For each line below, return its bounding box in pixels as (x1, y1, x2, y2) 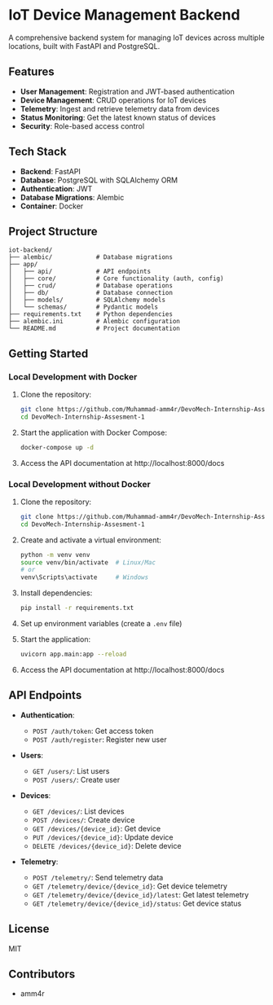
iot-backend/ (8, 246, 53, 254)
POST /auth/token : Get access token (32, 726, 154, 735)
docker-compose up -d (20, 443, 94, 451)
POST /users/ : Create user (32, 775, 121, 784)
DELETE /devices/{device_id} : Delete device (32, 840, 182, 850)
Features (8, 65, 55, 79)
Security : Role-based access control (20, 121, 145, 131)
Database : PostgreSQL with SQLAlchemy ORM (20, 175, 178, 185)
